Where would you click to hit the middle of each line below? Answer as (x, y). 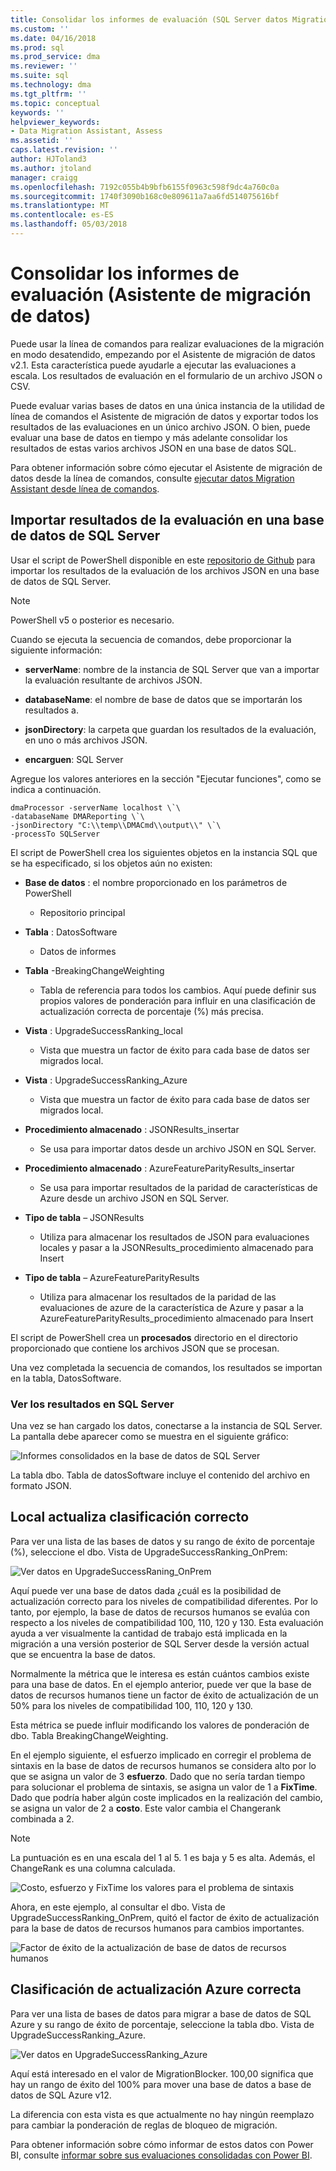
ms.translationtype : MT (60, 206)
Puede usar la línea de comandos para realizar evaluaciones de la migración (167, 343)
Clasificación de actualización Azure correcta (156, 1989)
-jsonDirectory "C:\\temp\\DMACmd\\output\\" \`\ (116, 825)
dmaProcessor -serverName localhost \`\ (96, 807)
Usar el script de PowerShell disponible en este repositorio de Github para (163, 560)
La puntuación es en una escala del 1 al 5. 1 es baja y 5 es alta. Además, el (163, 1857)
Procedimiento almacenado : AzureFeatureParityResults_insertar (159, 1168)
